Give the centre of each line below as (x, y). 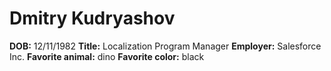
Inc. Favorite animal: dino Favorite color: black (107, 56)
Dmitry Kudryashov (92, 18)
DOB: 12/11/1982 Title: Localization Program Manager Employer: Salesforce (165, 46)
